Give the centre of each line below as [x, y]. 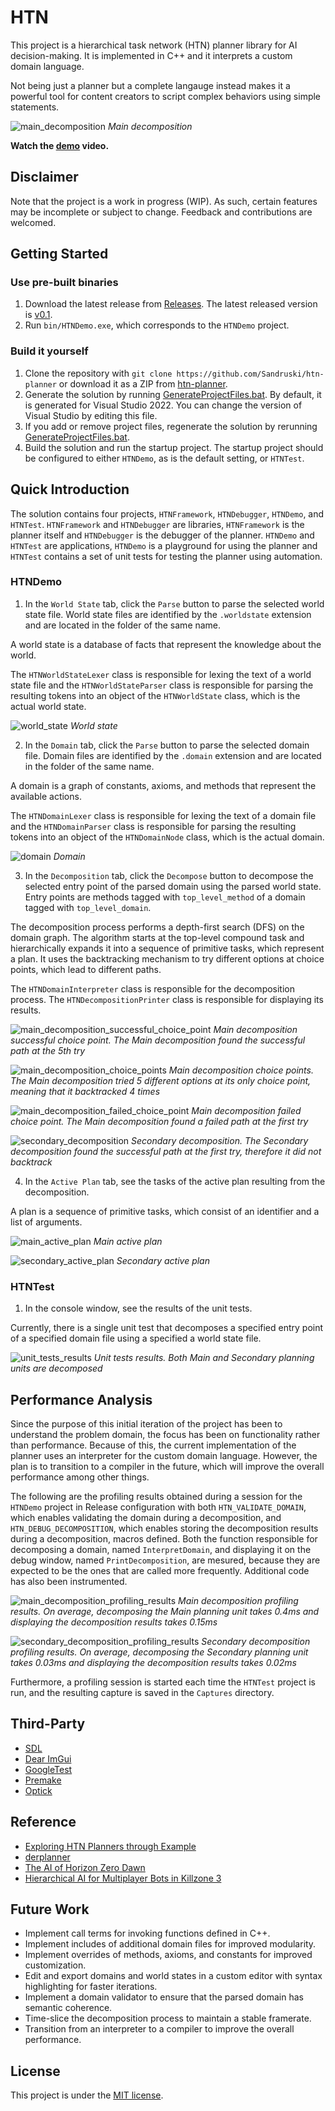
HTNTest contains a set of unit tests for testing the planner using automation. [166, 556]
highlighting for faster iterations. [91, 1987]
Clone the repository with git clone [98, 373]
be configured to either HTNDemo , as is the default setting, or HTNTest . [164, 458]
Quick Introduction [70, 489]
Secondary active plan [163, 1260]
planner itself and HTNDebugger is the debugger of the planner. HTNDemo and [162, 535]
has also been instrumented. [69, 1581]
